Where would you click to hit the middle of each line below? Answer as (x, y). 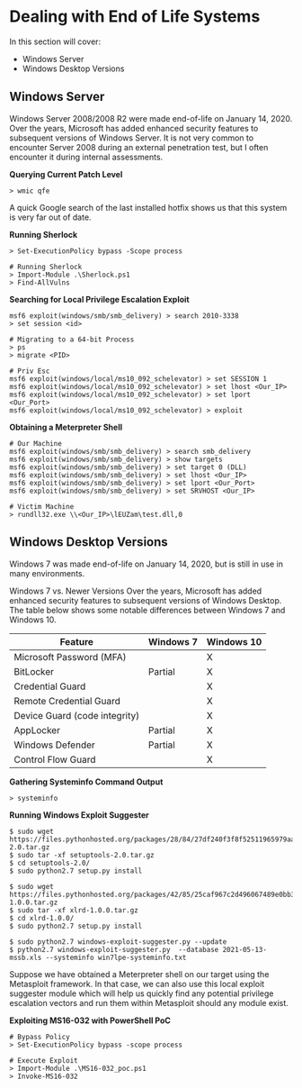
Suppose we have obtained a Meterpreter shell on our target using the (139, 974)
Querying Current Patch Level (66, 174)
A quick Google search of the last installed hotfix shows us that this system (148, 207)
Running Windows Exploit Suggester (80, 815)
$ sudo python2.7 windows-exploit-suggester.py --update (118, 942)
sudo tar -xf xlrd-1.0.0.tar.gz (78, 910)
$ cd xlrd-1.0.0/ (42, 918)
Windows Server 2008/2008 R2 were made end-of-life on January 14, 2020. (151, 118)
